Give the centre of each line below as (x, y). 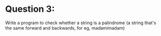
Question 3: (30, 9)
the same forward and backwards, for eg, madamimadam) (65, 28)
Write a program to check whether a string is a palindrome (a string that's (81, 23)
